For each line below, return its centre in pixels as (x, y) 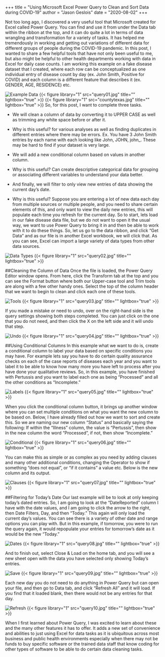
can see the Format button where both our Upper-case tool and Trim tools (80, 281)
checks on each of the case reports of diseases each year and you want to (81, 361)
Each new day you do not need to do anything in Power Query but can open (82, 583)
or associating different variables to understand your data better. (78, 174)
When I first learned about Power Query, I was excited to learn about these (81, 623)
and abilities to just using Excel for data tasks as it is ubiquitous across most (82, 633)
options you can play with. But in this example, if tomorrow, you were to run (82, 523)
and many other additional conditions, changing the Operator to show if (78, 463)
